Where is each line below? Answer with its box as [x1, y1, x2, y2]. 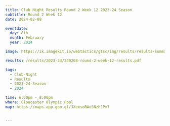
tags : [5, 67, 17, 72]
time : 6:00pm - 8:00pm [5, 95, 53, 100]
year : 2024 [10, 40, 33, 45]
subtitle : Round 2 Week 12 [5, 12, 62, 17]
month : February [10, 35, 44, 40]
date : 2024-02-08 [5, 17, 42, 22]
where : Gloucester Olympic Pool [5, 100, 73, 105]
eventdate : [5, 26, 28, 31]
